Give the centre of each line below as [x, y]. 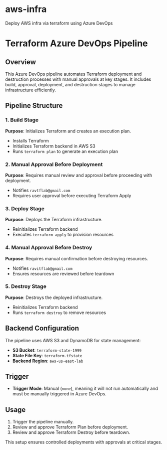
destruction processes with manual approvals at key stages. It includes [78, 79]
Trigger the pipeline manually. [43, 422]
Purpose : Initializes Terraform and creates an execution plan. [68, 131]
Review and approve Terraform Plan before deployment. [70, 427]
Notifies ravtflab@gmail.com [41, 190]
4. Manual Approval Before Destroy [49, 248]
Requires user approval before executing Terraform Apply [72, 195]
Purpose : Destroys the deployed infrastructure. [54, 297]
